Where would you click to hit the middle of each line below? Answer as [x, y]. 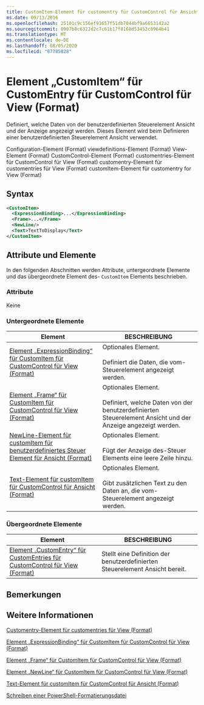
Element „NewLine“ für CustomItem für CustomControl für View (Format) [97, 672]
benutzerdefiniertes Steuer [48, 451]
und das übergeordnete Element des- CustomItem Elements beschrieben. [97, 276]
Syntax [20, 194]
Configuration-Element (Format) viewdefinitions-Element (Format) [89, 149]
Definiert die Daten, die [135, 363]
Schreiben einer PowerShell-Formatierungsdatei [66, 695]
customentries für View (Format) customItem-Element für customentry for [99, 168]
